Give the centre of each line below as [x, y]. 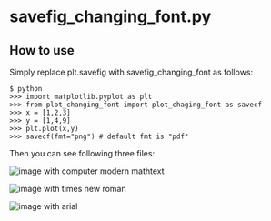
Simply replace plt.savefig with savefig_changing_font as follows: [131, 72]
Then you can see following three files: [82, 153]
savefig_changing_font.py [110, 17]
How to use [42, 50]
